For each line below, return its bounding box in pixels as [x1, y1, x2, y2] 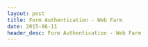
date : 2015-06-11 [7, 23, 58, 30]
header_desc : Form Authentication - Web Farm [7, 29, 141, 37]
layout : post [7, 10, 45, 17]
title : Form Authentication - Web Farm [7, 17, 123, 23]
